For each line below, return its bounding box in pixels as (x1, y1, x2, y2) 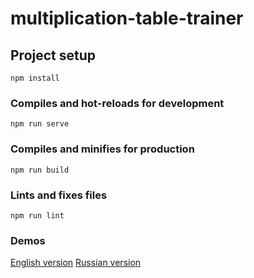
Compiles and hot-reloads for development (10, 96, 225, 110)
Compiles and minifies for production (10, 142, 195, 156)
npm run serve (10, 119, 70, 129)
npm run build (10, 165, 70, 175)
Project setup (10, 47, 97, 64)
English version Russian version (10, 257, 142, 269)
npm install (10, 73, 60, 83)
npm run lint (10, 210, 65, 221)
